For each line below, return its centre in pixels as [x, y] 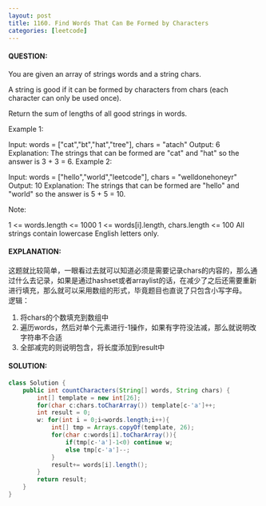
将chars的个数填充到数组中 [64, 317]
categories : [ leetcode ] [48, 30]
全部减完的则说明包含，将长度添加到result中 [92, 347]
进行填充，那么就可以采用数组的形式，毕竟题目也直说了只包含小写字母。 [127, 290]
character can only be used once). [65, 98]
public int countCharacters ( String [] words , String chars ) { [126, 390]
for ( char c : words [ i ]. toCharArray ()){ [114, 435]
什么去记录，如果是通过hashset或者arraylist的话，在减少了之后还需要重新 [136, 280]
